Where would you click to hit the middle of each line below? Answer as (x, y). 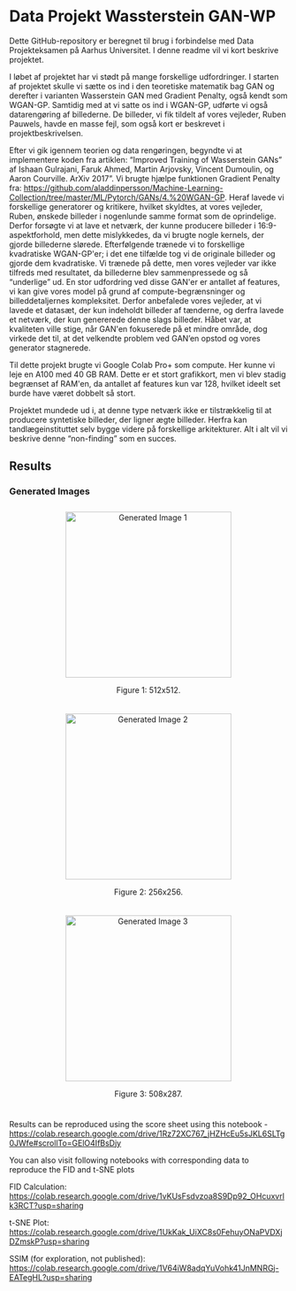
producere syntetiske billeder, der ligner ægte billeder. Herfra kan (128, 419)
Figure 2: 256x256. (148, 892)
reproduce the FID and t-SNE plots (72, 1169)
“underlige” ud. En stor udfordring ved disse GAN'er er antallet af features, (145, 281)
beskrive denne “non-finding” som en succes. (93, 438)
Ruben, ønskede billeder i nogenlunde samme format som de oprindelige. (143, 216)
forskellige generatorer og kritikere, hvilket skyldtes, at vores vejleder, (136, 206)
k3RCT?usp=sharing (46, 1205)
